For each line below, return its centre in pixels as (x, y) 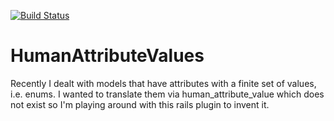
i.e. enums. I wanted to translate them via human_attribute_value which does (167, 94)
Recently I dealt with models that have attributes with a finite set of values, (163, 83)
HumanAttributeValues (107, 56)
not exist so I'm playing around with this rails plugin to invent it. (140, 104)
